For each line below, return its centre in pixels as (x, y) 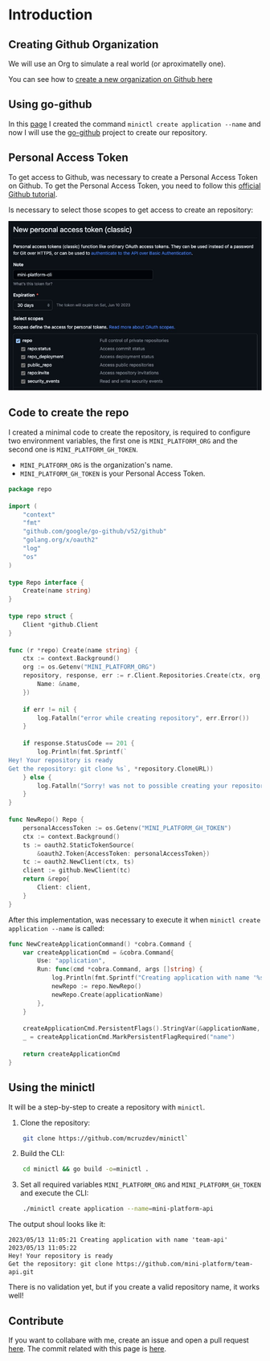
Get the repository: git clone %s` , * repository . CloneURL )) (111, 769)
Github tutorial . (33, 194)
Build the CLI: (42, 1154)
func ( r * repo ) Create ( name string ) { (73, 650)
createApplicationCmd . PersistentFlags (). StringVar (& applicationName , (142, 1029)
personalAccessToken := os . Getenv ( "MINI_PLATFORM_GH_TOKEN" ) (127, 828)
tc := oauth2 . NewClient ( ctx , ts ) (79, 862)
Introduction (51, 15)
